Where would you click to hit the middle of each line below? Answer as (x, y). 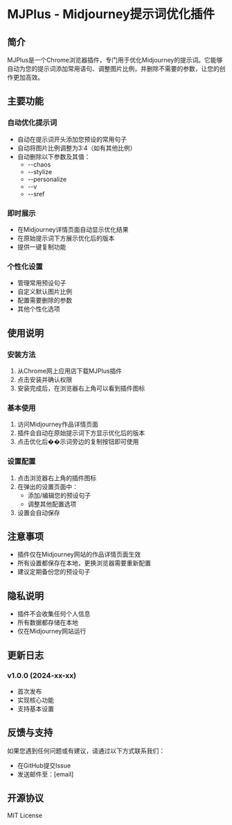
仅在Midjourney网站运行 (52, 631)
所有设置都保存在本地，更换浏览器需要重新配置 (84, 563)
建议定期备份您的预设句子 (54, 572)
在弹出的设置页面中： (47, 486)
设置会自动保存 (38, 512)
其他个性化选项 (38, 309)
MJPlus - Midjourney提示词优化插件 (111, 14)
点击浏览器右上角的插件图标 (57, 478)
